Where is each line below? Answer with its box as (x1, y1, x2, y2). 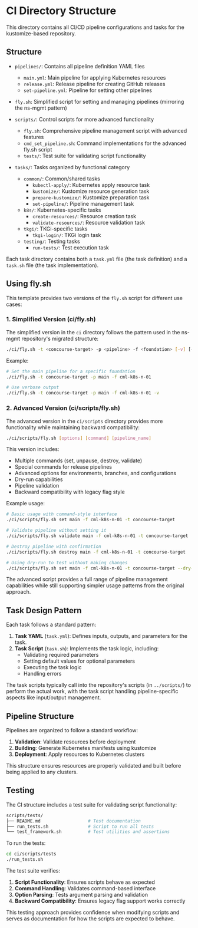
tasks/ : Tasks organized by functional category (14, 163, 130, 170)
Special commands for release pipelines (14, 463, 112, 470)
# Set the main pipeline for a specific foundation (6, 368, 136, 374)
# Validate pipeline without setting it (6, 528, 107, 534)
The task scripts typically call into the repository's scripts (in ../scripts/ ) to (6, 682, 192, 689)
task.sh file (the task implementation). (6, 261, 99, 269)
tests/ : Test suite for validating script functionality (23, 152, 146, 159)
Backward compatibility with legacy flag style (14, 488, 125, 496)
